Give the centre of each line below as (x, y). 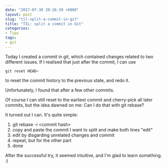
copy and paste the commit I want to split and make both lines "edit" (83, 129)
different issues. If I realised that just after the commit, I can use (71, 62)
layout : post (19, 14)
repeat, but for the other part (42, 140)
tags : (11, 38)
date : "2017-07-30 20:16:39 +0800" (42, 10)
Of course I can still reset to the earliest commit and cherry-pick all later (79, 99)
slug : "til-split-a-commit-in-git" (42, 19)
